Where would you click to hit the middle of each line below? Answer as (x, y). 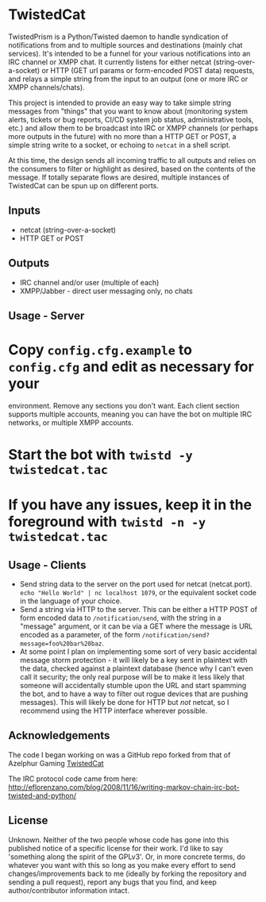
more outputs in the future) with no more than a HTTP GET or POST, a (122, 136)
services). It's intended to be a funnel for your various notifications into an (129, 53)
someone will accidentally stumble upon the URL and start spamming (133, 686)
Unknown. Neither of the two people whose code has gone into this (119, 839)
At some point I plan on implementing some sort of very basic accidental (138, 652)
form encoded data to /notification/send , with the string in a (120, 618)
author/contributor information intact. (69, 890)
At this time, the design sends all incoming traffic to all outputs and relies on (132, 160)
